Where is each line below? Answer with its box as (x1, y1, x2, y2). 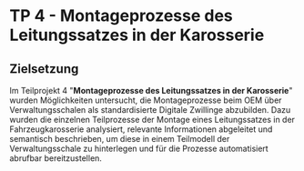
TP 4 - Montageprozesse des (9, 5, 234, 26)
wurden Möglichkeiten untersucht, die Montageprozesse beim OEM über (9, 95, 282, 106)
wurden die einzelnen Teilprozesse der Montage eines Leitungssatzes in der (9, 115, 296, 125)
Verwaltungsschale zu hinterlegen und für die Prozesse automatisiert (9, 143, 269, 154)
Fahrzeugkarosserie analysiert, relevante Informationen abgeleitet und (9, 124, 273, 135)
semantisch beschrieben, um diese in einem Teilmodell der (9, 134, 230, 144)
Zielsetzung (9, 61, 79, 76)
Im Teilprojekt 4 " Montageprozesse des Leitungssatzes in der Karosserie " (9, 85, 293, 96)
